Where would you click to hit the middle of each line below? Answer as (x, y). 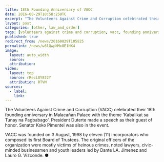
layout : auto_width (29, 55)
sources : (14, 87)
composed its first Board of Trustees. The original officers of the (70, 140)
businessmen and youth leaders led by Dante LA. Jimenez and (84, 150)
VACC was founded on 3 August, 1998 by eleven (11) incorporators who (77, 135)
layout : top (22, 73)
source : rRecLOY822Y (30, 78)
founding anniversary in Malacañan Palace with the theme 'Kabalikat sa (77, 115)
